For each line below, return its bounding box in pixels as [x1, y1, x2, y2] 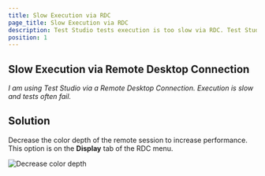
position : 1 [8, 33, 47, 42]
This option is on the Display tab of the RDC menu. [8, 143, 174, 153]
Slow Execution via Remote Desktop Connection [8, 62, 250, 75]
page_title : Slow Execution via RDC [8, 19, 129, 27]
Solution [8, 115, 50, 128]
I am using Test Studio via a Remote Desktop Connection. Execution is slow [8, 83, 254, 93]
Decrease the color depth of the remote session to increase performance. [8, 135, 248, 145]
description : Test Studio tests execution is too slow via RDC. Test [8, 26, 242, 34]
